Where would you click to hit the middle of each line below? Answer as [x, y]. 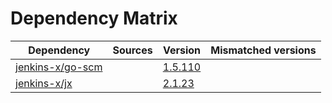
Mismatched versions [263, 50]
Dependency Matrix [94, 18]
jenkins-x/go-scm [59, 67]
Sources [132, 50]
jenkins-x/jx [44, 83]
